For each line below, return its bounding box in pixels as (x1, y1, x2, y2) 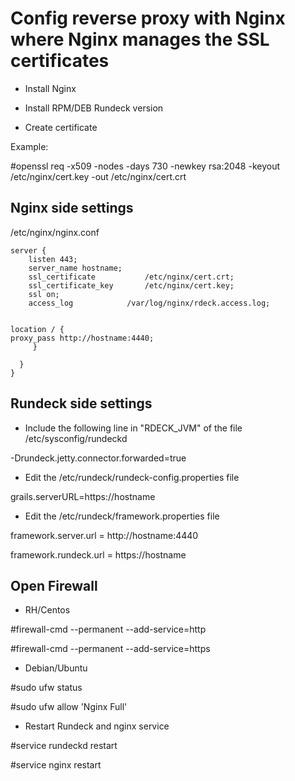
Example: (10, 140, 49, 152)
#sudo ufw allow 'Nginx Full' (10, 701, 128, 713)
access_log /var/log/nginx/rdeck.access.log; (28, 298, 271, 308)
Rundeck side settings (10, 395, 153, 412)
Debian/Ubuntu (24, 662, 88, 674)
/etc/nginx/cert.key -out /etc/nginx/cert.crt (10, 170, 187, 182)
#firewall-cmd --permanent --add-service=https (10, 643, 211, 655)
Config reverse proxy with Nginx (10, 7, 286, 30)
